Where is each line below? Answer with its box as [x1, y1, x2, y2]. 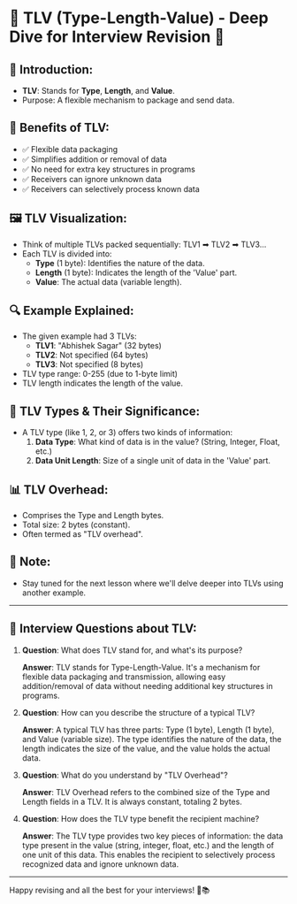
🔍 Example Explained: [9, 303, 134, 318]
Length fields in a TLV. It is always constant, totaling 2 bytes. [21, 796, 243, 807]
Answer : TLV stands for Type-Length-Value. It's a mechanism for [21, 662, 261, 672]
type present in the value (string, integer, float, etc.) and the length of [21, 839, 274, 850]
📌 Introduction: [9, 62, 94, 77]
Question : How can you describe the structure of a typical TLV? [21, 707, 255, 717]
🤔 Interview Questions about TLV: [9, 621, 197, 636]
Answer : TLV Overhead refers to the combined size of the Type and [21, 786, 270, 797]
